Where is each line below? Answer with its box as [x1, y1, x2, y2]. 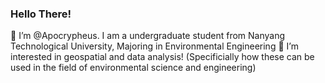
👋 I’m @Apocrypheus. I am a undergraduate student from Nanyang [10, 30, 286, 42]
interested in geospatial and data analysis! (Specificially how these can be [10, 51, 315, 63]
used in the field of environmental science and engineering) [10, 62, 257, 74]
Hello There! [10, 7, 72, 21]
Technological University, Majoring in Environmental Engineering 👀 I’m [10, 40, 299, 52]
